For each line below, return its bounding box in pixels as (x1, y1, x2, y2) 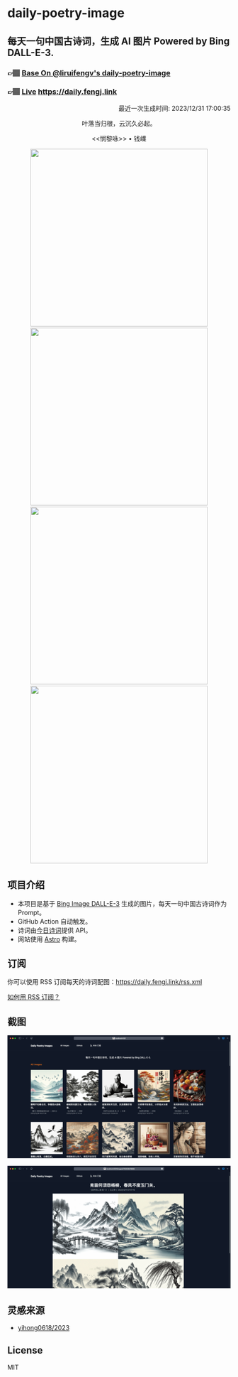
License (7, 1344, 43, 1356)
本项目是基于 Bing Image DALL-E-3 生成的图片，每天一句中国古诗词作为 (17, 899, 227, 907)
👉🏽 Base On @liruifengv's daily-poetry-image (7, 67, 171, 77)
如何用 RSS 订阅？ (7, 993, 60, 1001)
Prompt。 (17, 908, 46, 917)
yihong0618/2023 (17, 1324, 70, 1332)
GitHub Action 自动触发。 (17, 917, 92, 925)
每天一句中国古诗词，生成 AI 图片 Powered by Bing (7, 35, 230, 47)
